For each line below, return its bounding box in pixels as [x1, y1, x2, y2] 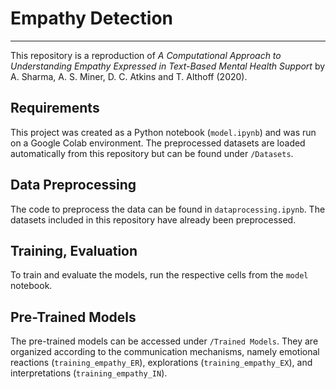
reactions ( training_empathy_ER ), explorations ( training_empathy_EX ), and [10, 357, 313, 369]
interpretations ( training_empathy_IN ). [10, 367, 168, 379]
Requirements [10, 100, 100, 117]
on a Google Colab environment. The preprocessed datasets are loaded [10, 137, 306, 149]
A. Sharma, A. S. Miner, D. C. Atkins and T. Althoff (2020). [10, 70, 248, 82]
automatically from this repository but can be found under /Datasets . [10, 147, 294, 159]
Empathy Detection [10, 7, 173, 30]
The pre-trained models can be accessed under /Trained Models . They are [10, 335, 319, 347]
